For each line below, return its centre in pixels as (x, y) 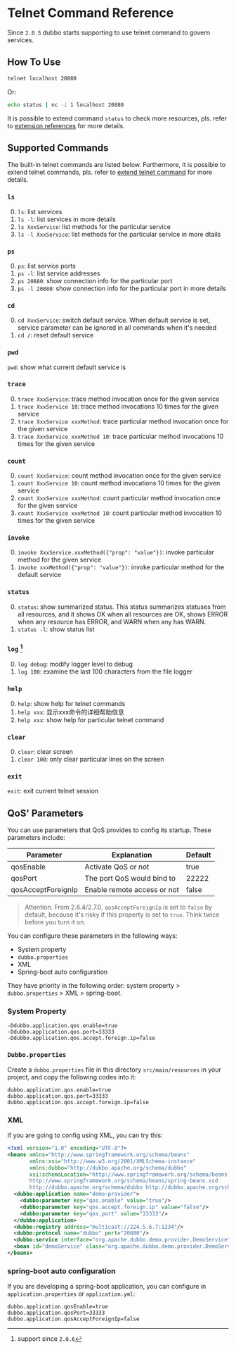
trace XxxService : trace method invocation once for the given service (118, 399)
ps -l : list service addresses (59, 273)
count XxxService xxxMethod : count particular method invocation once (119, 498)
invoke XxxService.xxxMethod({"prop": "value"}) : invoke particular (116, 552)
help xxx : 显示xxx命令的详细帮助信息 (71, 712)
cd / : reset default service (55, 335)
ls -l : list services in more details (66, 219)
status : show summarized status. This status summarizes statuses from (122, 607)
